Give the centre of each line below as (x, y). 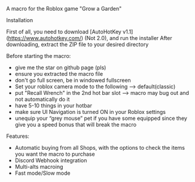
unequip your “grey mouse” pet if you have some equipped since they (101, 118)
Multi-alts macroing (39, 167)
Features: (18, 136)
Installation (20, 20)
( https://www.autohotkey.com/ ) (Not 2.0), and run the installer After (89, 38)
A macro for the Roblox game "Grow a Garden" (64, 9)
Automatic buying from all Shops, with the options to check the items (100, 148)
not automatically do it (42, 99)
